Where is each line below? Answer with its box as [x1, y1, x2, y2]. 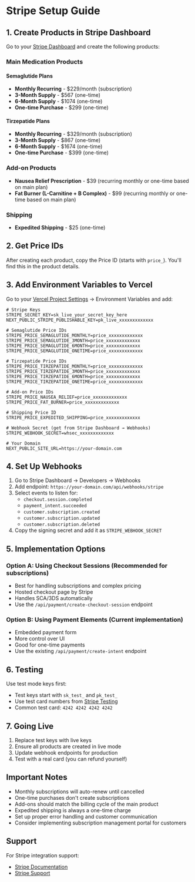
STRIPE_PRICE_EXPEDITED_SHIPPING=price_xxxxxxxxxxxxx [6, 415, 141, 420]
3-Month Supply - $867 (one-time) [14, 137, 101, 144]
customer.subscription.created [23, 509, 100, 515]
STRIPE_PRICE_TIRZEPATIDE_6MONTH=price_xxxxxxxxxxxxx [6, 373, 141, 379]
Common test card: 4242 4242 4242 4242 [14, 704, 113, 711]
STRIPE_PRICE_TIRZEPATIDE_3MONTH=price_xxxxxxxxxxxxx [6, 368, 141, 374]
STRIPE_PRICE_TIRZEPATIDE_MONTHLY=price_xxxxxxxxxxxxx [6, 363, 143, 369]
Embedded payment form [14, 629, 77, 636]
